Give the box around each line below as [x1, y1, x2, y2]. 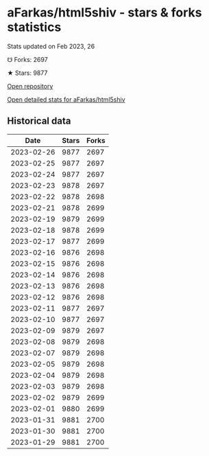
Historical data [7, 115, 71, 127]
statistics [7, 19, 62, 35]
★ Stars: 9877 [7, 69, 48, 77]
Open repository [7, 82, 53, 90]
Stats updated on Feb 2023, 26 [7, 42, 95, 50]
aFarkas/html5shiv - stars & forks [7, 5, 202, 21]
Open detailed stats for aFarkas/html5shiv [7, 95, 125, 104]
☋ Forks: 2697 [7, 55, 48, 63]
